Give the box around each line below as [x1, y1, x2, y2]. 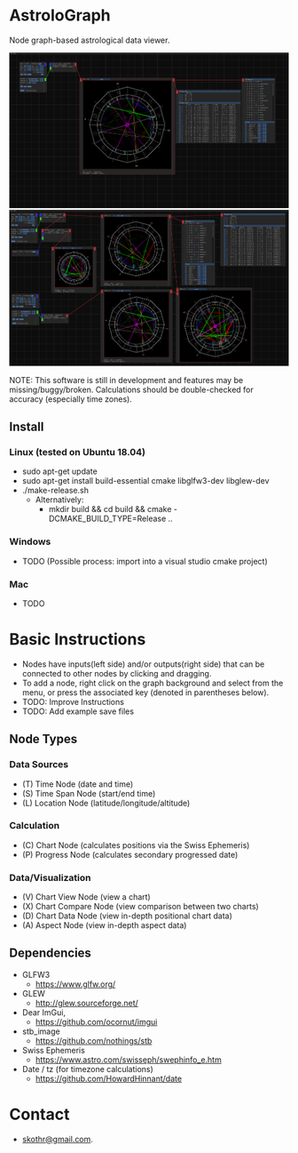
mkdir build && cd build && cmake [48, 504, 172, 515]
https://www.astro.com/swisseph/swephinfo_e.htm [35, 1054, 222, 1065]
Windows [9, 535, 51, 548]
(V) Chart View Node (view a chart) [21, 892, 151, 902]
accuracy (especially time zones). [9, 393, 133, 404]
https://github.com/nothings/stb [35, 1035, 153, 1045]
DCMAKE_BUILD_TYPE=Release [48, 513, 167, 524]
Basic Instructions [9, 629, 146, 650]
